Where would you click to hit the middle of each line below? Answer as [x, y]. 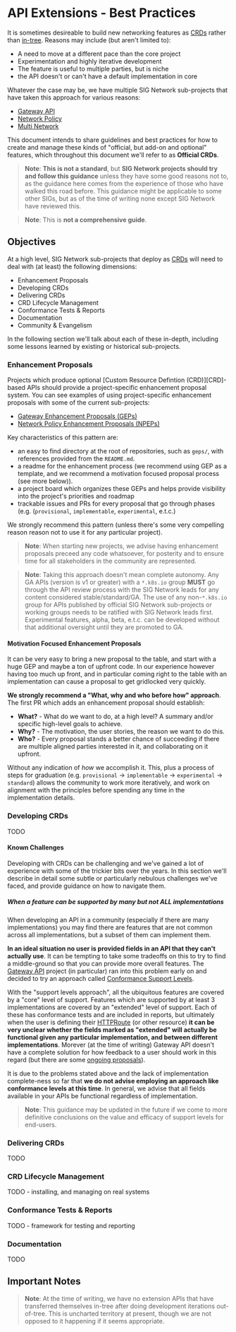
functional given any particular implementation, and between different [113, 1037]
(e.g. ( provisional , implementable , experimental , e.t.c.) [97, 511]
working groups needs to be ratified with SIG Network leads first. [119, 612]
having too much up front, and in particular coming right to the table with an [117, 674]
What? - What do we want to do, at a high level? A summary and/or [115, 716]
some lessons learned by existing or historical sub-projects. [94, 346]
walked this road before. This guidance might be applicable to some [123, 191]
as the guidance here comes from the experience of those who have [124, 183]
